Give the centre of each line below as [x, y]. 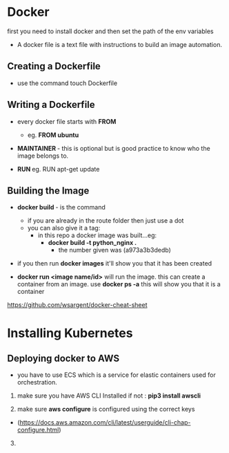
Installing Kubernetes [70, 333]
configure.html [38, 430]
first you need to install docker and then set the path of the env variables [110, 31]
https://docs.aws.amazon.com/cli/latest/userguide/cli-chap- [105, 423]
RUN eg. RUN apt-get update [58, 169]
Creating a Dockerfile [54, 66]
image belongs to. [43, 156]
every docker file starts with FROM [67, 121]
